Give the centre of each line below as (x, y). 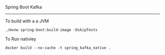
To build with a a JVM (27, 21)
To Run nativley (21, 39)
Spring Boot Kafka (24, 7)
